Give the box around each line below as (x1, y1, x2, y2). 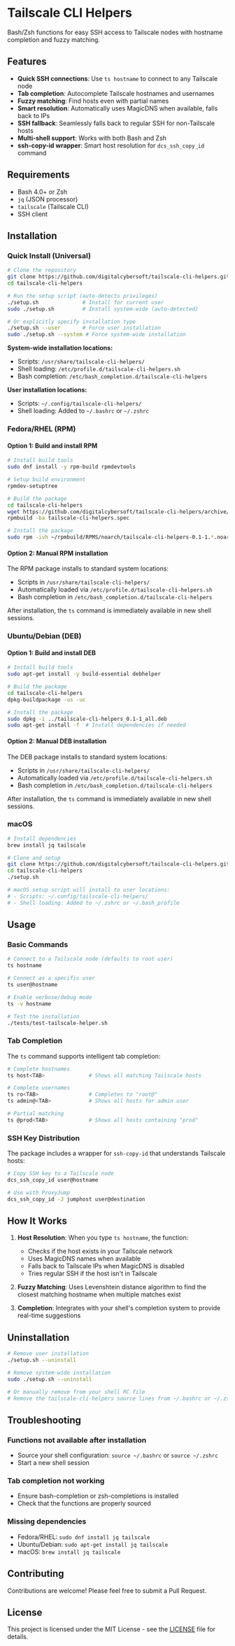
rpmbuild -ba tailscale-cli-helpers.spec (7, 515, 130, 522)
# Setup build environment (7, 476, 86, 483)
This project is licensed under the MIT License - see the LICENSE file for (7, 1625, 215, 1633)
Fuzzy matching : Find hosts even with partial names (17, 96, 169, 105)
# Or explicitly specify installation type (7, 318, 136, 325)
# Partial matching (7, 1110, 64, 1117)
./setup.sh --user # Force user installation (7, 324, 161, 331)
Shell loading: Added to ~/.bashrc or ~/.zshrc (17, 407, 150, 415)
